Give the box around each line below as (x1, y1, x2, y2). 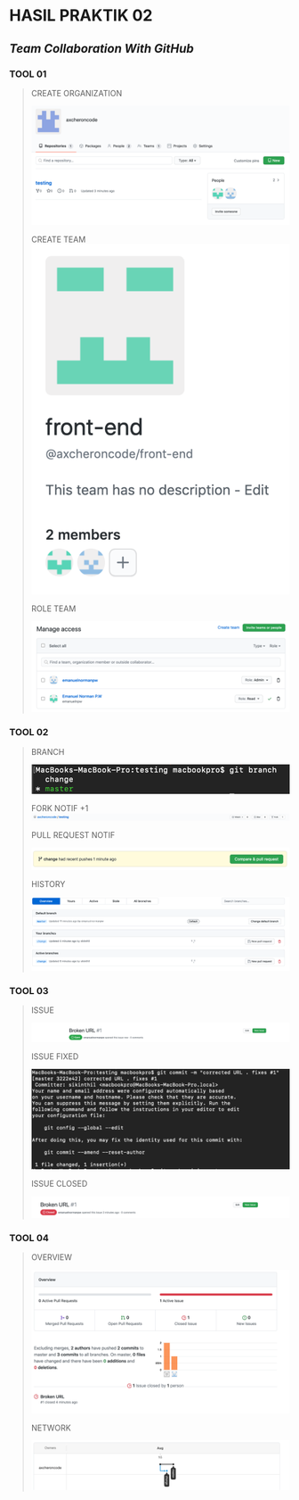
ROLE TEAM (30, 603, 77, 614)
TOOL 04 (9, 1231, 49, 1244)
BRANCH (30, 746, 65, 757)
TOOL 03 (9, 984, 49, 997)
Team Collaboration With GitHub (9, 41, 194, 56)
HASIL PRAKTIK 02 (9, 5, 153, 26)
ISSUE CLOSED (30, 1178, 88, 1189)
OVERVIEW (30, 1252, 73, 1263)
